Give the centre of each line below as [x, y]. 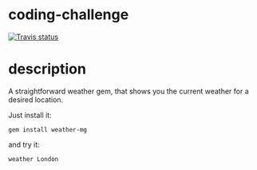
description [47, 69]
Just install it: [30, 115]
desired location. [36, 99]
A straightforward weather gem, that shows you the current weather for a [128, 91]
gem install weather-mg [48, 129]
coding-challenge [69, 15]
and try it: [24, 144]
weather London [34, 159]
